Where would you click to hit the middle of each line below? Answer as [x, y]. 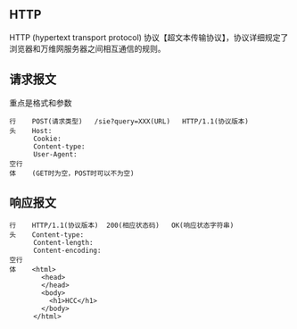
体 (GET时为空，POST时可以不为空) [72, 173]
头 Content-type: [47, 235]
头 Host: [31, 131]
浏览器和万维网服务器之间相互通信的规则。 [87, 48]
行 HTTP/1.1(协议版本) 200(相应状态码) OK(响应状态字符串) [122, 226]
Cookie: [47, 139]
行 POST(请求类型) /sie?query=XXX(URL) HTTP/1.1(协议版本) [129, 121]
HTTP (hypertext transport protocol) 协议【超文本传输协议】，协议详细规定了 [149, 37]
